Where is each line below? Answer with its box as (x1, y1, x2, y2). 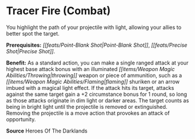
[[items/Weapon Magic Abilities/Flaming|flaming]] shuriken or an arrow (6, 78, 180, 85)
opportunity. (6, 115, 37, 122)
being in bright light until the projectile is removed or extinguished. (6, 103, 168, 110)
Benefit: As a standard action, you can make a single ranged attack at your (6, 59, 189, 66)
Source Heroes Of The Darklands (6, 127, 87, 134)
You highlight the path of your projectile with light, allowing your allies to (6, 24, 182, 31)
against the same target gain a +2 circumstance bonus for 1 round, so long (6, 90, 187, 98)
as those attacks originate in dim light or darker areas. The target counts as (6, 96, 189, 104)
